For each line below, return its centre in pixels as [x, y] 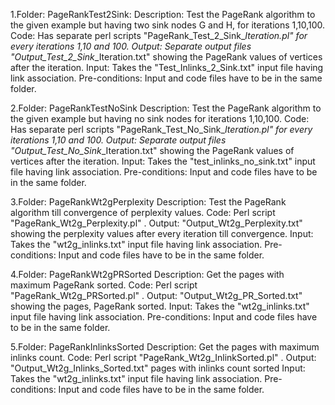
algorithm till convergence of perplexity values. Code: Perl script [143, 212]
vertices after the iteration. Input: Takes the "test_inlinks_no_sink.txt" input [163, 161]
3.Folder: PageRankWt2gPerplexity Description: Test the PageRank [148, 202]
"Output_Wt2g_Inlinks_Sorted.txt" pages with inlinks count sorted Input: [158, 368]
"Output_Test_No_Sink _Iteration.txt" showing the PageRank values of [152, 150]
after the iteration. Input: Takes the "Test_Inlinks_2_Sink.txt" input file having [167, 67]
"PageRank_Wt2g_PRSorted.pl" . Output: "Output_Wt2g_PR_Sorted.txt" [156, 295]
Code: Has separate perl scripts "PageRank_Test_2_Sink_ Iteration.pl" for [159, 35]
